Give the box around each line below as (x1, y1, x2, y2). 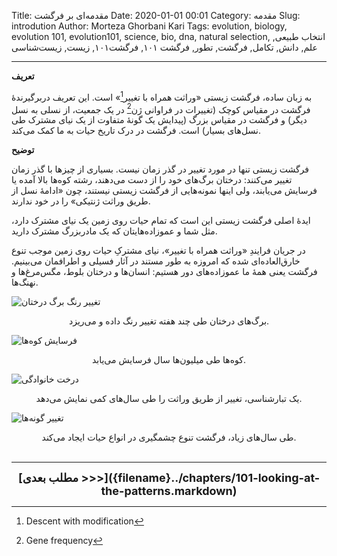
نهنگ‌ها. (11, 276, 39, 289)
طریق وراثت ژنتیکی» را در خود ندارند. (11, 195, 151, 207)
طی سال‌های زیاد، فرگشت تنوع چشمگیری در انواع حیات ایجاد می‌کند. (41, 431, 297, 444)
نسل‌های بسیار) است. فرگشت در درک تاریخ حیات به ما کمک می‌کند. (11, 125, 261, 137)
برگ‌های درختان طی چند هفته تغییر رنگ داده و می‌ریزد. (68, 315, 270, 327)
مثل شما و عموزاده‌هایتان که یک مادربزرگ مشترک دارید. (11, 225, 218, 237)
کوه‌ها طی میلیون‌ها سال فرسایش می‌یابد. (91, 354, 247, 366)
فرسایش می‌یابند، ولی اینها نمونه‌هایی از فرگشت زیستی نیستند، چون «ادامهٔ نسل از (11, 185, 318, 197)
